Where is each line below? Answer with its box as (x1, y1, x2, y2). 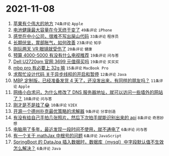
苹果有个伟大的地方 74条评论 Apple (13, 20, 83, 26)
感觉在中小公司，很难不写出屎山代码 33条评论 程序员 (13, 33, 119, 39)
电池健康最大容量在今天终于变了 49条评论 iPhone (13, 26, 112, 33)
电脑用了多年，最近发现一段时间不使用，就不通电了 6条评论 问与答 (13, 126, 148, 132)
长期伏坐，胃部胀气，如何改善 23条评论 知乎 (13, 39, 102, 46)
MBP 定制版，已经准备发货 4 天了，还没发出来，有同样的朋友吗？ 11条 (13, 77, 159, 84)
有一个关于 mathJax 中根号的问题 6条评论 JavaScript (13, 132, 122, 138)
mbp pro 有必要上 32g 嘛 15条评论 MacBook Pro (13, 64, 109, 71)
